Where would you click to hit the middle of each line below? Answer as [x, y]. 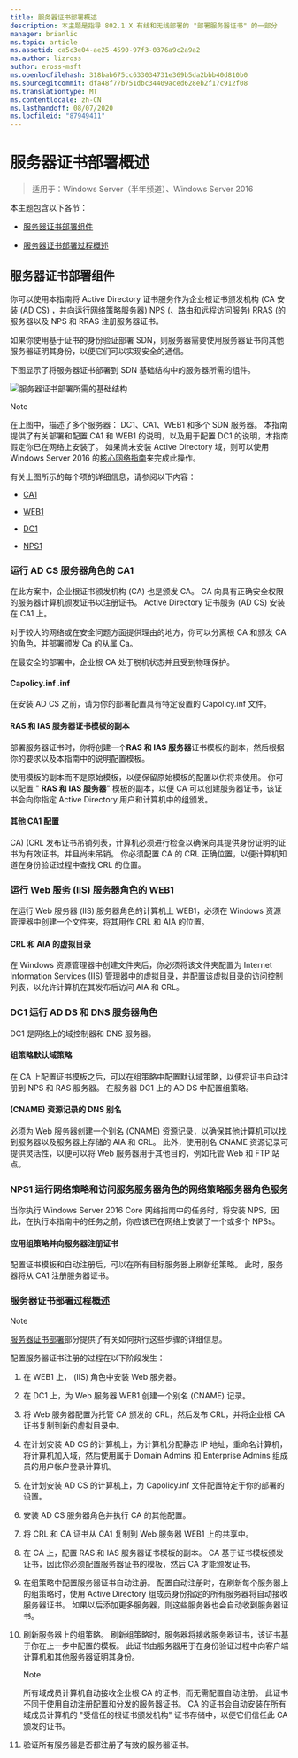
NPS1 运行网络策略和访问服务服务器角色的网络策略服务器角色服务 [149, 1189]
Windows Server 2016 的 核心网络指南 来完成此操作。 [106, 458]
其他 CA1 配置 [35, 821]
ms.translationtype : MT [54, 91]
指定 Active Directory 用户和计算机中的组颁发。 [126, 799]
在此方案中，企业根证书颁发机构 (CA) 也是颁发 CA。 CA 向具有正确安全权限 [147, 592]
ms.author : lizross [46, 58]
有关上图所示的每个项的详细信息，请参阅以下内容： [103, 476]
